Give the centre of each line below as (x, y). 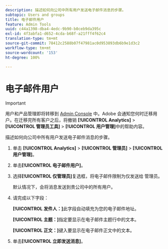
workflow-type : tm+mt (28, 48)
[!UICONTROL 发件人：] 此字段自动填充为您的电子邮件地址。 (76, 209)
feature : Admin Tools (28, 24)
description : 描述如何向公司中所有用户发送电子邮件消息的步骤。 (66, 10)
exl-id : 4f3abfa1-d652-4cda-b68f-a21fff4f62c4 (55, 34)
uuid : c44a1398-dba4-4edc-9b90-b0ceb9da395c (53, 29)
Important (16, 103)
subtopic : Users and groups (35, 15)
